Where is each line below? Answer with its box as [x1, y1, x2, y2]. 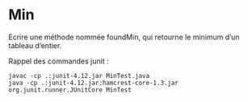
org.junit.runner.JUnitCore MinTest [8, 86, 132, 94]
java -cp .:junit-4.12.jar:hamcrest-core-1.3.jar [8, 79, 179, 87]
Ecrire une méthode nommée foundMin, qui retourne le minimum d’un [8, 32, 240, 42]
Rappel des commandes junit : [8, 56, 109, 66]
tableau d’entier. [8, 40, 62, 50]
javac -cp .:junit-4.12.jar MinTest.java [8, 71, 150, 80]
